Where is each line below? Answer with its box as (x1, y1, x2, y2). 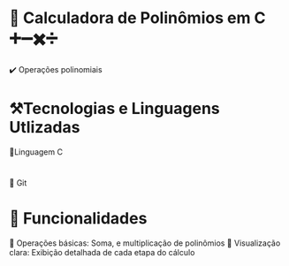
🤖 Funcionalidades (9, 209, 148, 229)
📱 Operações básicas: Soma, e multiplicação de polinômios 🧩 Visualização (9, 238, 281, 248)
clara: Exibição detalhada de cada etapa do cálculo (9, 247, 195, 257)
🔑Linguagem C (9, 146, 64, 157)
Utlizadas (9, 118, 80, 138)
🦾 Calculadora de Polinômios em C (9, 8, 267, 28)
